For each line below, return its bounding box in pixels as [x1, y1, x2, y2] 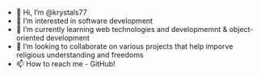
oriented [15, 33, 44, 42]
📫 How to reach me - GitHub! [15, 59, 116, 68]
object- [229, 25, 254, 34]
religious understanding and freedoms [15, 50, 144, 59]
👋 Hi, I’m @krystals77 [15, 8, 87, 17]
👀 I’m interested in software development [15, 16, 154, 26]
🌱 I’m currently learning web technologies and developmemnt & [15, 25, 228, 34]
